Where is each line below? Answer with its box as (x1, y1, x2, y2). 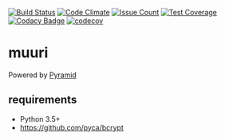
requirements (8, 93, 77, 107)
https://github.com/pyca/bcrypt (19, 122, 124, 132)
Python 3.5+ (19, 114, 61, 123)
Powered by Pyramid (8, 70, 77, 80)
